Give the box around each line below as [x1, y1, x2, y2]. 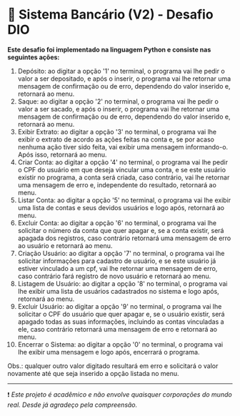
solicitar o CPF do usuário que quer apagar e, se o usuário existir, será [17, 309, 225, 318]
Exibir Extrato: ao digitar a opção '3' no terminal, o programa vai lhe [17, 127, 216, 136]
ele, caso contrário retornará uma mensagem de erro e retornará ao [17, 325, 218, 333]
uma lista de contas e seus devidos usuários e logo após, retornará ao [17, 203, 225, 212]
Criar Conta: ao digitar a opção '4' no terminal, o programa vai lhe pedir [17, 157, 229, 167]
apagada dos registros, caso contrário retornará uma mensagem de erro [17, 234, 231, 242]
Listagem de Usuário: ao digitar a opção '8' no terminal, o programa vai [17, 279, 228, 288]
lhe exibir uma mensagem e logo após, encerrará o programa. [17, 347, 200, 356]
